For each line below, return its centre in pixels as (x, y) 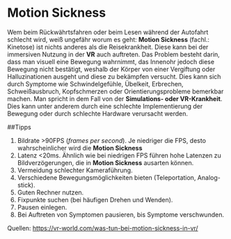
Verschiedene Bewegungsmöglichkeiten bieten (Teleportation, (106, 177)
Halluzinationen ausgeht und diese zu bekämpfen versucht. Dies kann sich (114, 76)
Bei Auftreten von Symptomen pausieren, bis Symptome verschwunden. (121, 215)
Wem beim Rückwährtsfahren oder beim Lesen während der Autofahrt (108, 32)
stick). (26, 185)
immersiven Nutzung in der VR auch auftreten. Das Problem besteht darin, (114, 54)
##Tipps (19, 127)
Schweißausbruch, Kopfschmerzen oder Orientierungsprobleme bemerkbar (115, 91)
